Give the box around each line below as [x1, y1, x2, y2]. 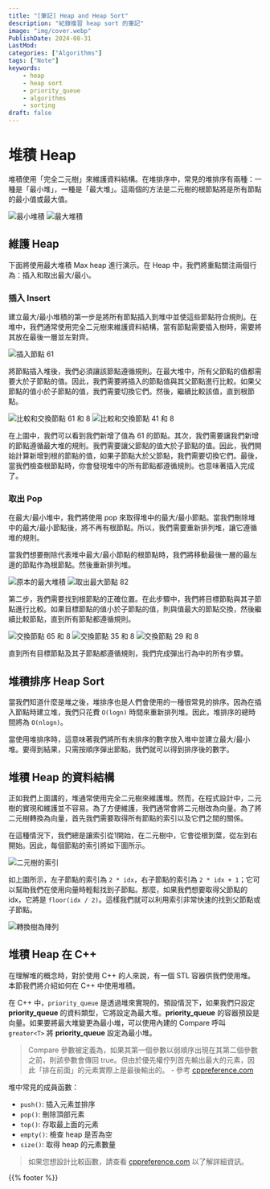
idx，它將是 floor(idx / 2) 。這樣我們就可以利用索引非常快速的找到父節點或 [8, 895, 261, 904]
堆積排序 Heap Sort [8, 674, 105, 688]
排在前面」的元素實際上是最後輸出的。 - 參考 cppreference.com [42, 1065, 254, 1075]
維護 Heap [8, 237, 59, 251]
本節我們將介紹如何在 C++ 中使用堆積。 [8, 981, 140, 990]
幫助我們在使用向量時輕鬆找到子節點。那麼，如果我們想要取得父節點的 [14, 884, 247, 894]
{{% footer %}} [8, 1172, 59, 1183]
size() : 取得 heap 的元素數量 [19, 1139, 117, 1149]
